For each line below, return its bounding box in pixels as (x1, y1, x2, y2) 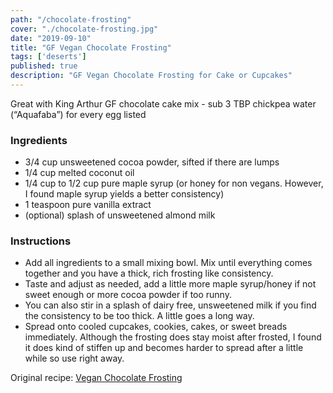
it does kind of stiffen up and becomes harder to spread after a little (24, 342, 304, 354)
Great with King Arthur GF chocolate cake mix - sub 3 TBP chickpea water (10, 97, 317, 110)
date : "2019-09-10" (10, 33, 92, 43)
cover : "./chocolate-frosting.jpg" (10, 24, 159, 34)
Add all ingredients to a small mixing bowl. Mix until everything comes (24, 257, 313, 269)
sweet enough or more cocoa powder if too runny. (24, 289, 232, 301)
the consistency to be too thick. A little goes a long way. (24, 310, 255, 322)
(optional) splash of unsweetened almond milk (24, 209, 216, 221)
